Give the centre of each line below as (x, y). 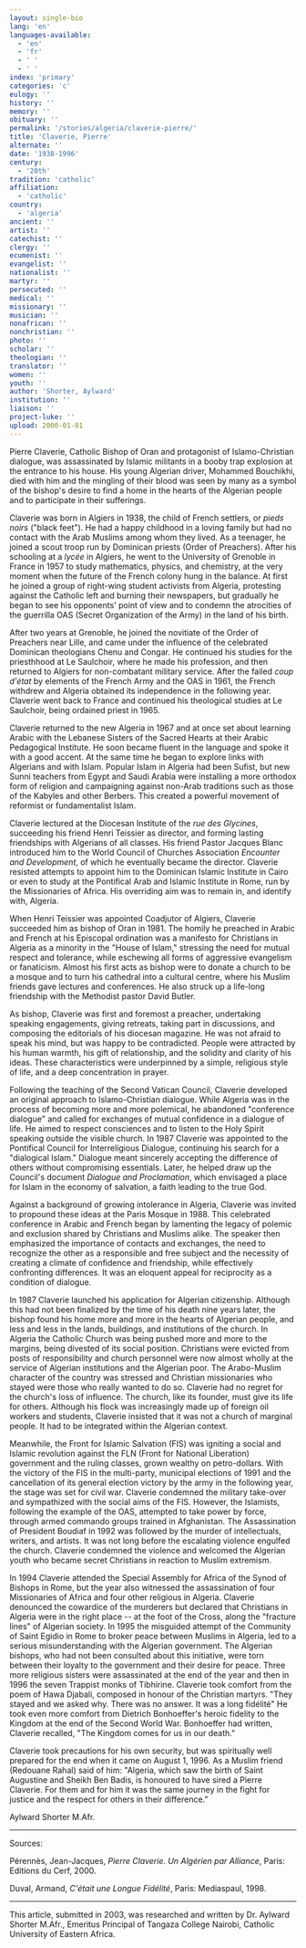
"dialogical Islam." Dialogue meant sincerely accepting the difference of (144, 1157)
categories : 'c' (40, 86)
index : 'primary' (42, 78)
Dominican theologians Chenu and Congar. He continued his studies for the (151, 652)
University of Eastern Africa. (62, 1933)
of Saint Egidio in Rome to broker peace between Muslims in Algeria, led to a (153, 1636)
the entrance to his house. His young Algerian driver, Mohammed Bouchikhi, (153, 470)
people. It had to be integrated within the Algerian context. (119, 1426)
